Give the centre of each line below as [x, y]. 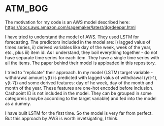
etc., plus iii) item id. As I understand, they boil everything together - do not [81, 52]
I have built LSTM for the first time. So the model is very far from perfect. [79, 113]
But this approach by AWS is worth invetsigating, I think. [62, 118]
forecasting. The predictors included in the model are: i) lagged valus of [78, 42]
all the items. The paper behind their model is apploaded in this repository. [81, 63]
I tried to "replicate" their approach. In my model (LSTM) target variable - [79, 72]
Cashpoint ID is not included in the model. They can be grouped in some [78, 93]
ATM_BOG [27, 9]
